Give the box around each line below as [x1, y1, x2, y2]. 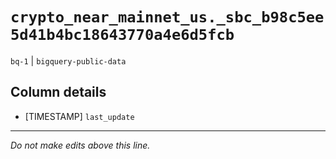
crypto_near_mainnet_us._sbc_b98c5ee [10, 8, 325, 27]
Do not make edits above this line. [10, 139, 151, 151]
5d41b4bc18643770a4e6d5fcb [10, 26, 235, 45]
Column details [10, 84, 107, 101]
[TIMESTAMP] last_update [24, 110, 135, 122]
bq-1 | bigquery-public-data [10, 54, 127, 67]
